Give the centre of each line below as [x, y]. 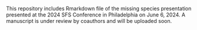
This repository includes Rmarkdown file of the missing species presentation [99, 9]
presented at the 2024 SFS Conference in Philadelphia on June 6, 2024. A [96, 15]
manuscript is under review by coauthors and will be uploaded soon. [89, 21]
